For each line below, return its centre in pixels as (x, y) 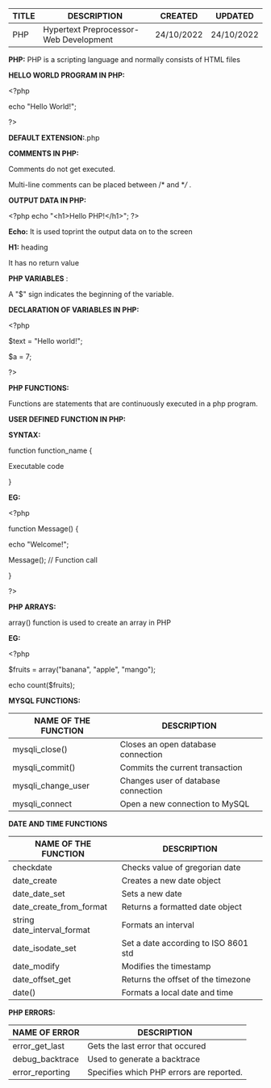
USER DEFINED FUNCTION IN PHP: (67, 419)
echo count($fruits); (42, 685)
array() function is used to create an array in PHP (90, 622)
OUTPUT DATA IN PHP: (48, 200)
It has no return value (44, 263)
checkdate (32, 867)
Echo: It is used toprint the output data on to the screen (101, 232)
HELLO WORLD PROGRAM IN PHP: (67, 75)
